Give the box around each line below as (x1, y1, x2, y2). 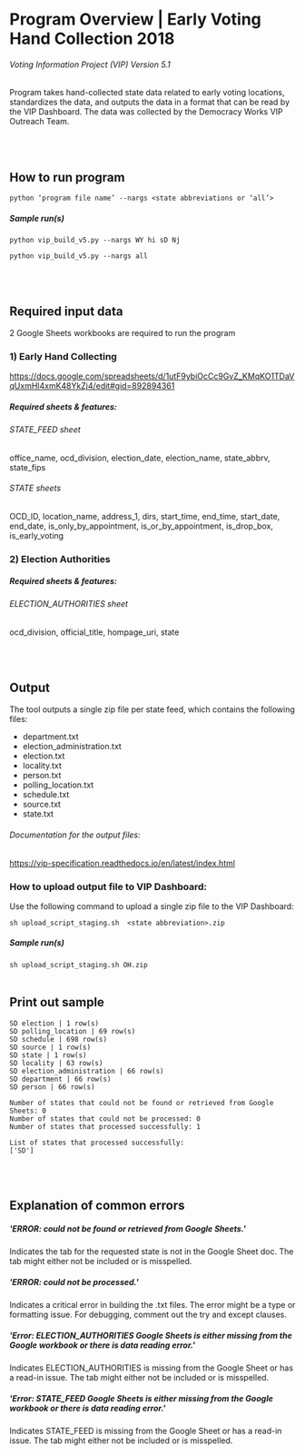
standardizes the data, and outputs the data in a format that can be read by (9, 96, 290, 108)
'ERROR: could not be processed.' (9, 1276, 139, 1287)
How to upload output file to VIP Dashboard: (9, 880, 207, 893)
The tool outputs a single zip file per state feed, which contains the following (9, 704, 295, 715)
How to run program (9, 169, 125, 185)
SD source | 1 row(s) (9, 1043, 92, 1052)
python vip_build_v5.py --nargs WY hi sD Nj (9, 236, 181, 245)
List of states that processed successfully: (9, 1138, 184, 1147)
